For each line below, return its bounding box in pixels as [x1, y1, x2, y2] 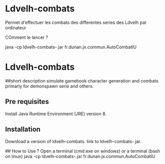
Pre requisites [5, 97, 49, 106]
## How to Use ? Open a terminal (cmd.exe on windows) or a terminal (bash [5, 148, 160, 154]
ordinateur [5, 24, 26, 30]
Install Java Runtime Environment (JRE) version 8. [5, 110, 107, 117]
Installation [5, 125, 41, 134]
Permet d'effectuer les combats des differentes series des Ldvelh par [5, 19, 147, 25]
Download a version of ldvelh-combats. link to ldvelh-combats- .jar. [5, 138, 142, 144]
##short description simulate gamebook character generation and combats [5, 78, 159, 83]
